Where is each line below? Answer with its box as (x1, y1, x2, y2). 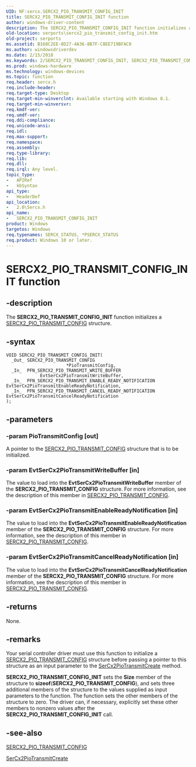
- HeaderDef (6, 194, 41, 200)
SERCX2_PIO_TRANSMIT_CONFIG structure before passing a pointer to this (6, 656, 187, 663)
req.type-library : (6, 150, 51, 156)
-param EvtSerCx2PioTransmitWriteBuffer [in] (6, 466, 140, 474)
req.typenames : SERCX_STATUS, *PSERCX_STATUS (6, 232, 118, 238)
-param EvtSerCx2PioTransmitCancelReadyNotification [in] (6, 553, 179, 561)
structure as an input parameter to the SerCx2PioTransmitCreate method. (6, 662, 182, 669)
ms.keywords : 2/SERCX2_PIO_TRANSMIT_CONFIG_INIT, (6, 57, 129, 63)
